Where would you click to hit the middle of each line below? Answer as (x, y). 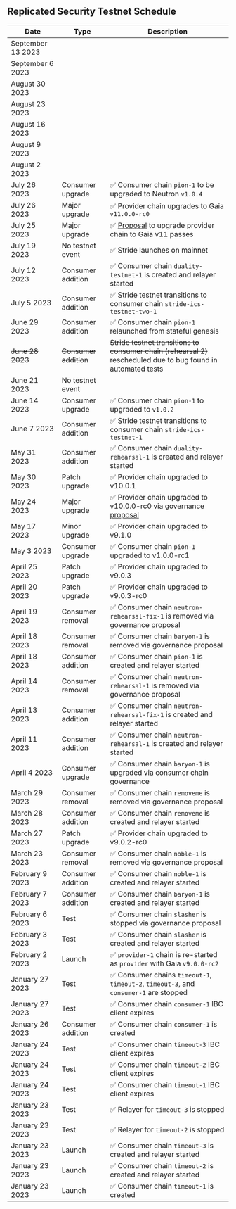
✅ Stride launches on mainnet (159, 250)
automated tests (137, 369)
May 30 (24, 476)
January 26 (30, 1024)
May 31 (24, 452)
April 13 (24, 710)
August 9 (26, 144)
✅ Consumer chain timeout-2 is (162, 1165)
